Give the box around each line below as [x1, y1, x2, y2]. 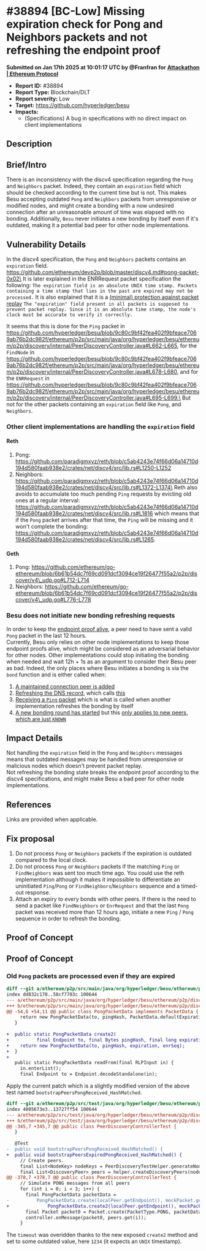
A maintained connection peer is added [15, 682, 115, 690]
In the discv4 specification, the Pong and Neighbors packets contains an [6, 255, 186, 263]
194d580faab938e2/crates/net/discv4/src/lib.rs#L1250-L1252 [15, 464, 172, 472]
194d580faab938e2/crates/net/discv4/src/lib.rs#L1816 [15, 510, 153, 517]
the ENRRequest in [6, 374, 50, 382]
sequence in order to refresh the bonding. [15, 915, 121, 923]
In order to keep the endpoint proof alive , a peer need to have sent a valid [6, 625, 192, 632]
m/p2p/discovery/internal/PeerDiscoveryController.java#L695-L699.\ [6, 394, 181, 401]
